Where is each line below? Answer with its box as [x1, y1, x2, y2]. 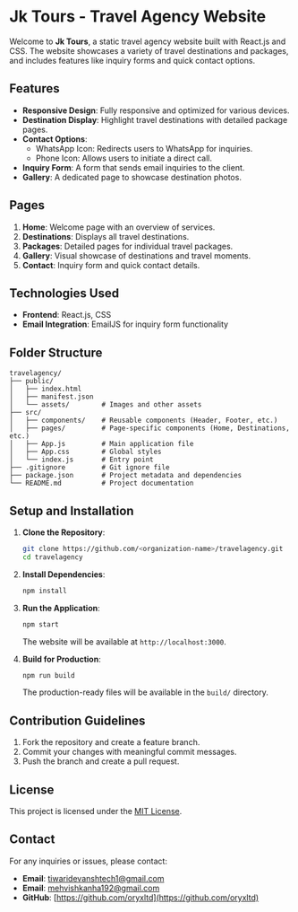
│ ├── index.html [9, 384, 82, 394]
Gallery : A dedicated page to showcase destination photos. [21, 171, 242, 182]
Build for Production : [21, 653, 101, 664]
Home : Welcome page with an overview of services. [21, 222, 216, 232]
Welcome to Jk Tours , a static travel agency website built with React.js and [9, 36, 286, 47]
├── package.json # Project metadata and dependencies [9, 471, 243, 480]
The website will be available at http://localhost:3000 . [21, 636, 226, 647]
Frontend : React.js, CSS [21, 310, 112, 320]
